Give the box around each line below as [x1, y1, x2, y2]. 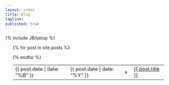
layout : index [5, 7, 35, 12]
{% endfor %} [12, 54, 42, 60]
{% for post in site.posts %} [12, 44, 70, 50]
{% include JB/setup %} [5, 35, 55, 41]
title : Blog [5, 12, 30, 17]
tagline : [5, 16, 24, 21]
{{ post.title [133, 65, 160, 72]
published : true [5, 21, 39, 26]
